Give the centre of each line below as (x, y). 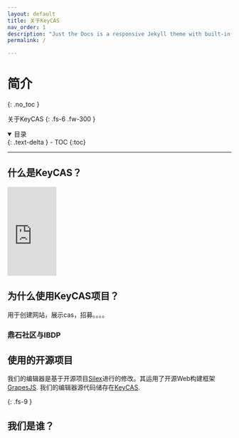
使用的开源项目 (40, 360)
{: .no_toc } (23, 105)
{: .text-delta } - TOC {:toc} (47, 142)
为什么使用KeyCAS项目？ (63, 296)
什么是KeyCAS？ (45, 173)
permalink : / (27, 41)
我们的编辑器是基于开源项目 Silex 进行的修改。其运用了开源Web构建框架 (111, 379)
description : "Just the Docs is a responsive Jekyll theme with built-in (119, 34)
